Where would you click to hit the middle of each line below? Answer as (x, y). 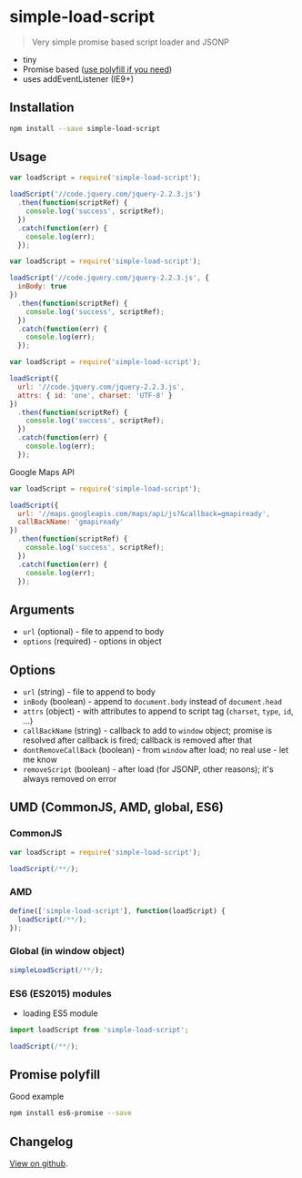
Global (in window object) (67, 951)
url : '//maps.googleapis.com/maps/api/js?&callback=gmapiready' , (144, 513)
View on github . (39, 1163)
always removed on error (70, 779)
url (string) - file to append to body (89, 692)
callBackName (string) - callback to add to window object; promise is (147, 731)
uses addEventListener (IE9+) (78, 78)
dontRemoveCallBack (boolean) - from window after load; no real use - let (156, 750)
